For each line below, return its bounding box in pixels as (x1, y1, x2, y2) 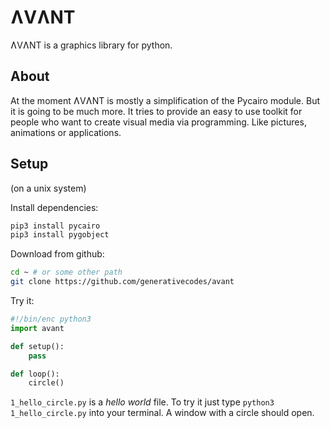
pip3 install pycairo (10, 221, 101, 231)
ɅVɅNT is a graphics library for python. (10, 39, 173, 51)
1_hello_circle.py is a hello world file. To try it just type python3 (10, 396, 275, 408)
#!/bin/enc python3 (10, 314, 92, 325)
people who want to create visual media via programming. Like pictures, (10, 116, 307, 128)
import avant (10, 323, 65, 333)
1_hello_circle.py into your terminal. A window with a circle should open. (10, 407, 315, 419)
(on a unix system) (10, 182, 87, 194)
